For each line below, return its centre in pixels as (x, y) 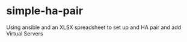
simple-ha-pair (44, 11)
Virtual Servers (25, 33)
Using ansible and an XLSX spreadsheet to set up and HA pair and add (94, 27)
